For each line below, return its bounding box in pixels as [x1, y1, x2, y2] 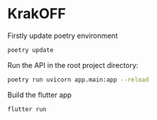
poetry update [7, 46, 54, 54]
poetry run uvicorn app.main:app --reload [7, 76, 149, 84]
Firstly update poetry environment [7, 31, 118, 40]
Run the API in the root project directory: [7, 60, 139, 69]
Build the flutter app [7, 90, 72, 99]
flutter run [7, 105, 47, 113]
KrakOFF [7, 5, 66, 23]
